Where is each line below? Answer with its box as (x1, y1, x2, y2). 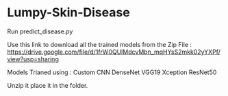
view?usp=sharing (7, 54, 60, 63)
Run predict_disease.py (7, 27, 73, 35)
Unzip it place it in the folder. (7, 81, 88, 89)
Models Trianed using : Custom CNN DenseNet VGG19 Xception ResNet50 (7, 68, 217, 76)
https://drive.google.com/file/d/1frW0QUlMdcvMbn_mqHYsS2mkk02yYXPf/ (7, 48, 221, 56)
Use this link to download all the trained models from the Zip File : (7, 40, 192, 48)
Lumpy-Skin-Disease (7, 5, 130, 20)
